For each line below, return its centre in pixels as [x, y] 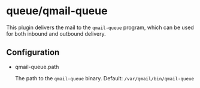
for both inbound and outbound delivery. [56, 33]
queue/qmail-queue [57, 11]
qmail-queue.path [37, 67]
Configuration [33, 53]
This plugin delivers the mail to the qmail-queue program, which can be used [100, 27]
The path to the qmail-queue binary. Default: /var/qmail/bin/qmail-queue [104, 78]
